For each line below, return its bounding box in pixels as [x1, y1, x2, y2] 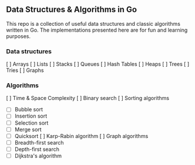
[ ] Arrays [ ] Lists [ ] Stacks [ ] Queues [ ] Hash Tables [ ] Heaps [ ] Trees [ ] [6, 61, 190, 68]
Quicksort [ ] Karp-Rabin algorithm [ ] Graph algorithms [14, 132, 149, 139]
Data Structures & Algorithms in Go [6, 5, 137, 15]
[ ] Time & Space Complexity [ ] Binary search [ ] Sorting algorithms [6, 95, 170, 102]
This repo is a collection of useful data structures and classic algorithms [6, 20, 181, 27]
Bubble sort [14, 106, 43, 113]
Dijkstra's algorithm [14, 152, 62, 159]
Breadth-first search [14, 139, 64, 146]
